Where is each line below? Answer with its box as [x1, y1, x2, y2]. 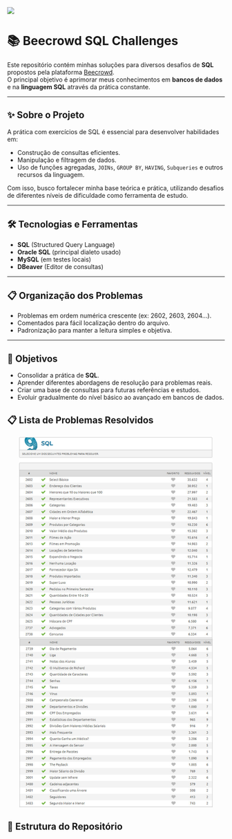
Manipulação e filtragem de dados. [17, 156, 117, 164]
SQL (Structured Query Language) [17, 240, 115, 248]
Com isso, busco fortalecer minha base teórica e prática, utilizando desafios [7, 183, 224, 192]
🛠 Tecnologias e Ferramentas [7, 219, 138, 230]
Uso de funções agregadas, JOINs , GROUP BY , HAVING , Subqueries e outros [17, 163, 223, 172]
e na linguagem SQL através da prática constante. [7, 82, 151, 91]
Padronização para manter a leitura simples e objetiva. [17, 326, 173, 335]
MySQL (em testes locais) [17, 255, 92, 264]
